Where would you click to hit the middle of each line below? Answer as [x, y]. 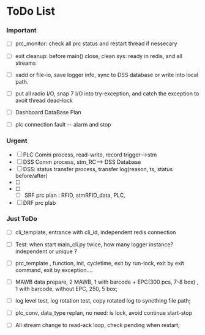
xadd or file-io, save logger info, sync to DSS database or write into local [107, 75]
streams [25, 63]
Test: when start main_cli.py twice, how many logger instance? [94, 244]
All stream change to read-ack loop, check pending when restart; [98, 325]
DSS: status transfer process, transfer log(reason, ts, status [98, 169]
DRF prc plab [39, 203]
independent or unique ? [46, 251]
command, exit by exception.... [54, 270]
